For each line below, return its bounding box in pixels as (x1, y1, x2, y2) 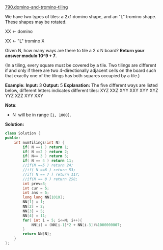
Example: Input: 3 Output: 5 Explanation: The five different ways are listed (5, 82, 158, 88)
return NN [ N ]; (23, 231, 52, 237)
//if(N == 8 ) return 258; (23, 177, 78, 182)
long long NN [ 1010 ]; (23, 195, 65, 200)
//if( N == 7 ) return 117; (23, 172, 80, 177)
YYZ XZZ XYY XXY (5, 93, 43, 98)
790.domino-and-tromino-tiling (5, 4, 68, 10)
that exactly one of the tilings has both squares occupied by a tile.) (5, 73, 140, 78)
